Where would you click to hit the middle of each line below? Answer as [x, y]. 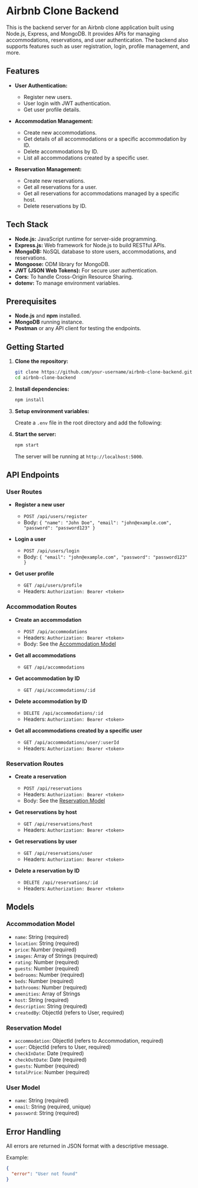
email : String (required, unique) [53, 1107]
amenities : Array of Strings [48, 994]
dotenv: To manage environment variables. [67, 283]
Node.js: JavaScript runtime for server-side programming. [86, 239]
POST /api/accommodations [55, 632]
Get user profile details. [52, 109]
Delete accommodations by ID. [61, 151]
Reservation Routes [35, 764]
